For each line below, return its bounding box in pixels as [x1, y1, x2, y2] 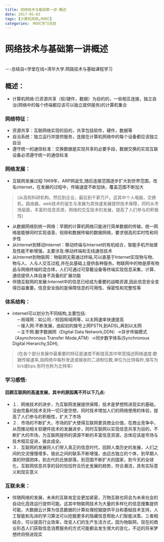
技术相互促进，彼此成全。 [12, 438, 64, 444]
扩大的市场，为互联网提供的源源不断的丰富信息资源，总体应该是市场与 [16, 432, 158, 438]
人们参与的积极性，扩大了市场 [21, 414, 81, 420]
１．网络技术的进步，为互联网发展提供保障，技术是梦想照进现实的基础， [12, 401, 158, 407]
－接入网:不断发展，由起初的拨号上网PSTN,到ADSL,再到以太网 [16, 323, 142, 329]
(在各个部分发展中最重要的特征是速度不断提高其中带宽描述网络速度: [17, 350, 153, 357]
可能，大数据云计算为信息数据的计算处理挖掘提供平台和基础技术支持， [12, 507, 154, 513]
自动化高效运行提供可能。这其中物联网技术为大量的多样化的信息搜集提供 [12, 501, 158, 507]
